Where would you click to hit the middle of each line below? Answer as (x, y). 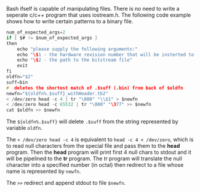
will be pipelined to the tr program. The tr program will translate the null (94, 159)
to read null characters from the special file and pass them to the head (93, 146)
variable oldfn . (25, 128)
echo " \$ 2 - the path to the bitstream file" (75, 60)
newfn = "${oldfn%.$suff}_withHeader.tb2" (57, 93)
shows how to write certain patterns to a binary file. (70, 21)
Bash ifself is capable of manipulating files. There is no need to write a (93, 9)
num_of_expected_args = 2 (36, 32)
